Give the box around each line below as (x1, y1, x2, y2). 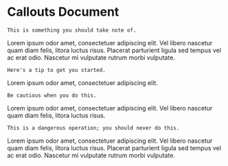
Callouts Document (7, 4, 119, 20)
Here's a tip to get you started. (7, 67, 106, 73)
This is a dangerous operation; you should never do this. (7, 124, 180, 131)
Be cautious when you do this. (7, 92, 97, 99)
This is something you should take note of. (7, 27, 137, 34)
